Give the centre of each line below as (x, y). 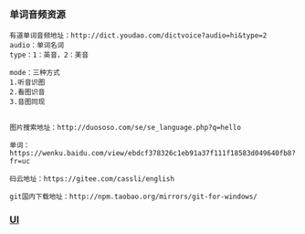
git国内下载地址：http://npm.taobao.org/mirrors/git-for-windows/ (134, 197)
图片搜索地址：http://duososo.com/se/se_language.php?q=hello (126, 128)
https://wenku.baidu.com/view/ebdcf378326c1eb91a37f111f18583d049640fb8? (153, 154)
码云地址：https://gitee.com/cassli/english (92, 179)
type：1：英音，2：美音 (49, 55)
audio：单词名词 (37, 46)
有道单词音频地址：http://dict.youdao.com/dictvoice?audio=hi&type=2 (138, 36)
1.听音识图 (27, 83)
